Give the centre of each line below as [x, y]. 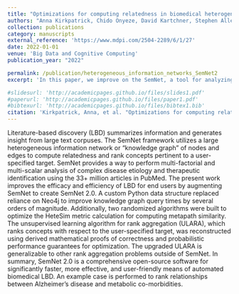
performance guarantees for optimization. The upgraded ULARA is [105, 246]
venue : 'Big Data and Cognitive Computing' [73, 54]
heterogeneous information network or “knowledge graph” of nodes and [113, 148]
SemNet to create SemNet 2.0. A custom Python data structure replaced [113, 193]
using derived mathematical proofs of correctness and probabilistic [106, 238]
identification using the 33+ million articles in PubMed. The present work [114, 178]
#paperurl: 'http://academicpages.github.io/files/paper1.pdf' [103, 99]
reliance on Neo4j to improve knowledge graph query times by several [110, 201]
